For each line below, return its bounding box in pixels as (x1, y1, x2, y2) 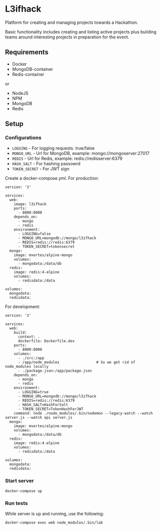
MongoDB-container (12, 66, 53, 72)
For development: (5, 304, 40, 309)
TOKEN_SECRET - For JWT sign (12, 166, 69, 172)
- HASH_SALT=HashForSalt (17, 402, 68, 408)
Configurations (5, 135, 42, 141)
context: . (17, 334, 40, 340)
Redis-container (12, 71, 45, 77)
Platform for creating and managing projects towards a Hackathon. (5, 19, 138, 25)
